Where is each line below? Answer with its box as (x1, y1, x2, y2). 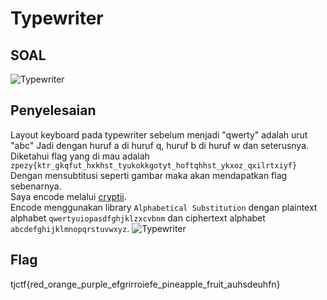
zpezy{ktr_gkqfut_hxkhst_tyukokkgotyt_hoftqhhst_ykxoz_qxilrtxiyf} (10, 160, 298, 171)
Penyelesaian (10, 102, 97, 119)
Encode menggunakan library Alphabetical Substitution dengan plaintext (10, 201, 318, 213)
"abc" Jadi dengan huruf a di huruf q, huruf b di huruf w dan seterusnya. (10, 139, 310, 151)
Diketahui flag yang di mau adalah (10, 150, 150, 162)
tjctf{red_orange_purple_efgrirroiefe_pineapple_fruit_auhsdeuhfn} (10, 278, 281, 290)
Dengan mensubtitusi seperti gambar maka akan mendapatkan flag (10, 169, 288, 181)
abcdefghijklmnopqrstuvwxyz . (10, 222, 130, 234)
